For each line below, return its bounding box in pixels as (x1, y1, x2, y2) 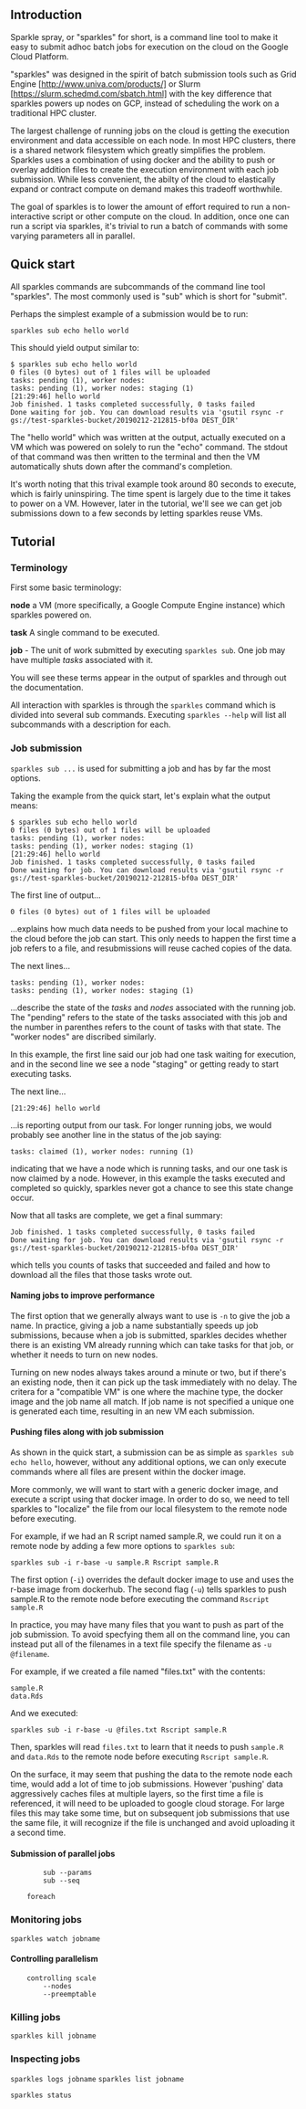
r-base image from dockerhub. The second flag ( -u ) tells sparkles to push (10, 1584, 287, 1595)
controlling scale (26, 1973, 97, 1983)
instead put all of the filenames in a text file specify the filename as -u (10, 1639, 272, 1650)
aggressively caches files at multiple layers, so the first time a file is (10, 1788, 264, 1799)
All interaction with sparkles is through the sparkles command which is (10, 700, 276, 711)
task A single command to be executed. (10, 627, 160, 638)
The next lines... (10, 960, 71, 971)
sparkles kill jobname (10, 2031, 97, 2040)
